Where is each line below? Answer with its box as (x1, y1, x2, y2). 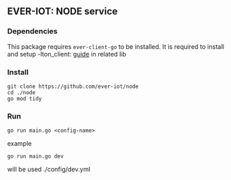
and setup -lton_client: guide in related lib (7, 50, 127, 58)
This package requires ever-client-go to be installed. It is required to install (7, 42, 225, 51)
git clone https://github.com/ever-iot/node (7, 83, 139, 90)
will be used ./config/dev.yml (7, 165, 91, 174)
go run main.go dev (7, 153, 64, 160)
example (7, 140, 32, 148)
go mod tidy (7, 95, 42, 102)
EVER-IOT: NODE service (7, 6, 118, 17)
